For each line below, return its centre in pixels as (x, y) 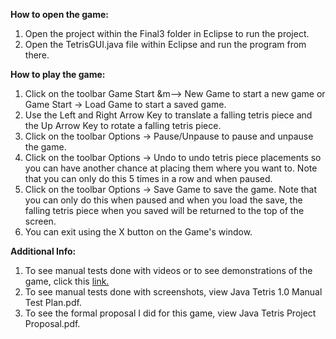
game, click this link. (67, 281)
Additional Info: (43, 251)
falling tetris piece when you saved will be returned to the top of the (164, 210)
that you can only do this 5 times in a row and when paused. (148, 178)
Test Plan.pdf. (53, 302)
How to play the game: (58, 74)
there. (37, 55)
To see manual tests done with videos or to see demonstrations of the (168, 270)
